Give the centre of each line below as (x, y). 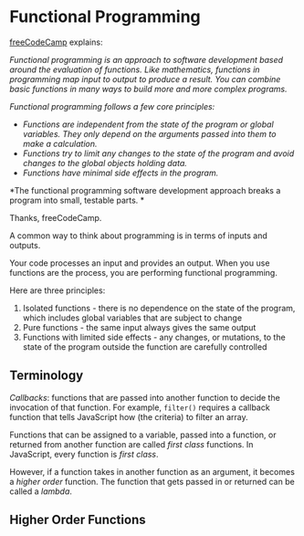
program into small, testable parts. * (77, 200)
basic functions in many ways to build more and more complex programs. (148, 89)
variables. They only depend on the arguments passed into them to (149, 133)
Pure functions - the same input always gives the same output (139, 327)
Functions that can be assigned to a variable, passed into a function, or (143, 435)
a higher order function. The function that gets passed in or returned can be (152, 481)
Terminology (47, 376)
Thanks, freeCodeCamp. (56, 217)
